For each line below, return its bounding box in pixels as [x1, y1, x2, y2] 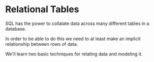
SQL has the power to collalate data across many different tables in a [5, 20, 149, 26]
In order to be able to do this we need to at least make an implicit [5, 36, 141, 42]
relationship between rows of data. [5, 41, 78, 47]
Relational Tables [5, 4, 79, 15]
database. [5, 25, 26, 32]
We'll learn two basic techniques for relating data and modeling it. [5, 51, 143, 57]
